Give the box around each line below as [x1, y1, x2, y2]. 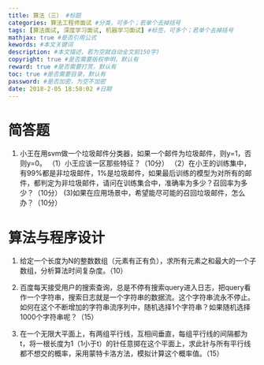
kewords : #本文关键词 [8, 41, 73, 49]
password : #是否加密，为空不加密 [8, 77, 106, 85]
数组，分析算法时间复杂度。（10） [19, 266, 128, 276]
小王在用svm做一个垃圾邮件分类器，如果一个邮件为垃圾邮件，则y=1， [19, 149, 245, 158]
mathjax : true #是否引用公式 [8, 33, 97, 42]
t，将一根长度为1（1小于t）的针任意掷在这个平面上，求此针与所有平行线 [19, 339, 251, 348]
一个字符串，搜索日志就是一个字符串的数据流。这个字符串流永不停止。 [26, 292, 255, 302]
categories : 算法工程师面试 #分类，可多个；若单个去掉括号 [8, 19, 181, 27]
